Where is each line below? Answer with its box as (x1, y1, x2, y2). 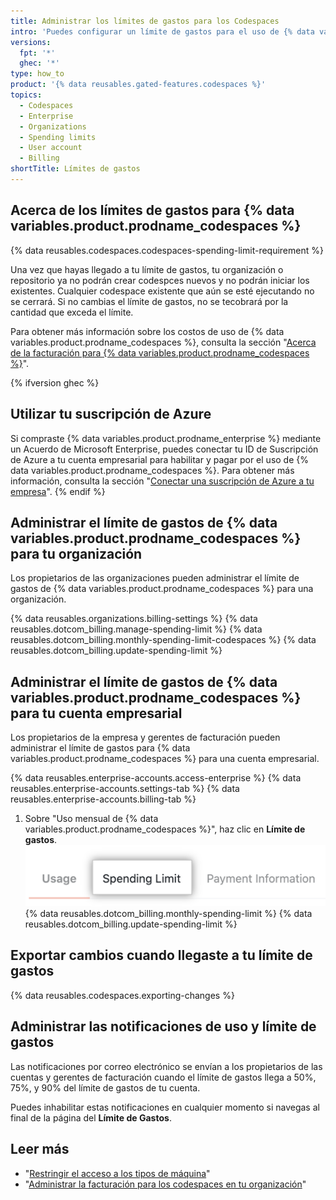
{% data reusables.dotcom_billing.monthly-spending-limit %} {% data (24, 908, 313, 920)
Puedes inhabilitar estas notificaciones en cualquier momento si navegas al (10, 1101, 320, 1113)
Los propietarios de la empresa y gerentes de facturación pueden (10, 731, 281, 744)
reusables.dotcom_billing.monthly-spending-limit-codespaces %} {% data (10, 634, 317, 646)
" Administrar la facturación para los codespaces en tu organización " (24, 1178, 307, 1190)
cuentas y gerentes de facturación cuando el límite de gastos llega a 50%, (10, 1071, 317, 1083)
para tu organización (10, 545, 143, 562)
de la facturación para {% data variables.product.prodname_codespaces (10, 346, 310, 359)
